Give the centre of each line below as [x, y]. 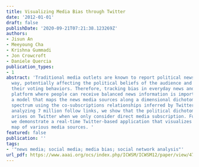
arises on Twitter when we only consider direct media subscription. [99, 116]
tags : [13, 144]
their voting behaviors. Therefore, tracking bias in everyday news [98, 89]
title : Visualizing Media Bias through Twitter [66, 12]
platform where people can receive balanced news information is [94, 94]
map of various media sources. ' [53, 127]
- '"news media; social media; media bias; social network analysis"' [95, 149]
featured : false [26, 133]
